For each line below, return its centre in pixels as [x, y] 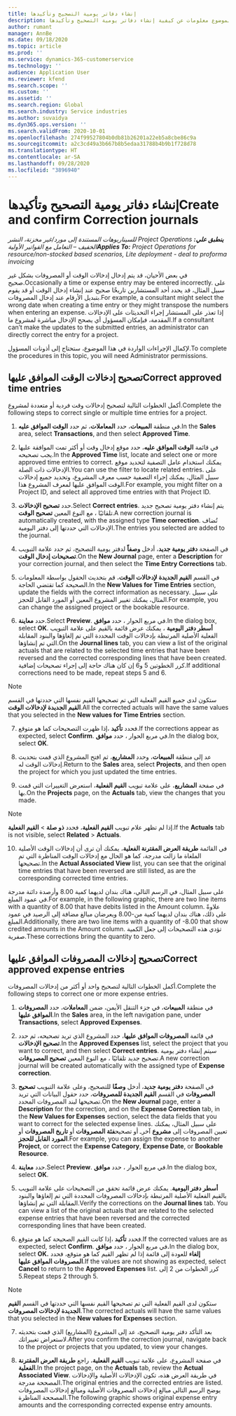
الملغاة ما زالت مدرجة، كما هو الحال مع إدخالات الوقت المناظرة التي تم [110, 856]
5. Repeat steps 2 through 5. [58, 1277]
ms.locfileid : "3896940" [44, 170]
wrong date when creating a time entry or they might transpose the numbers [118, 305]
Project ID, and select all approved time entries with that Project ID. [114, 492]
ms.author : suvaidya [38, 118]
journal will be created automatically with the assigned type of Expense [121, 1066]
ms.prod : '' [25, 53]
